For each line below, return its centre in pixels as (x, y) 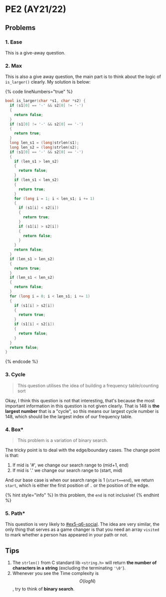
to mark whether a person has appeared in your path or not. (67, 535)
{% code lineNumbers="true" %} (39, 92)
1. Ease (14, 42)
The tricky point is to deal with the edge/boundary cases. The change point (83, 450)
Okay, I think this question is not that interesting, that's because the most (80, 400)
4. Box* (14, 429)
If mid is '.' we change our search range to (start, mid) (67, 470)
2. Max (14, 66)
